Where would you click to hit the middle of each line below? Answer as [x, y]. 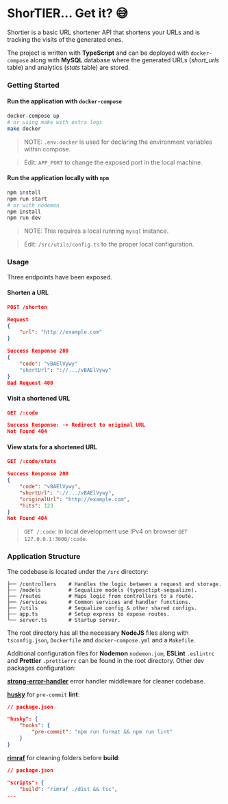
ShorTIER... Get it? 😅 [68, 13]
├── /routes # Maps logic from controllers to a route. [101, 596]
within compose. [47, 149]
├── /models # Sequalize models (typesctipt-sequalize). [102, 590]
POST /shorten [27, 307]
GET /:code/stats [32, 462]
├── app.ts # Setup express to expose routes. [88, 614]
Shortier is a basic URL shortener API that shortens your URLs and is [104, 32]
